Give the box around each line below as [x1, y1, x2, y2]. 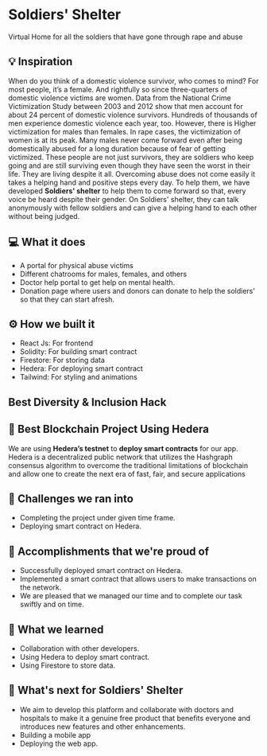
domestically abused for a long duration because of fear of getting [8, 143, 226, 153]
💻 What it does [8, 236, 86, 249]
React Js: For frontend [19, 338, 94, 348]
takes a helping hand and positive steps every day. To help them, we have [8, 177, 250, 187]
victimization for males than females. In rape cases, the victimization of [8, 127, 241, 136]
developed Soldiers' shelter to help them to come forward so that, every [8, 185, 246, 196]
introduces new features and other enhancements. [19, 722, 186, 731]
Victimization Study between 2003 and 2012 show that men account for [8, 101, 244, 111]
